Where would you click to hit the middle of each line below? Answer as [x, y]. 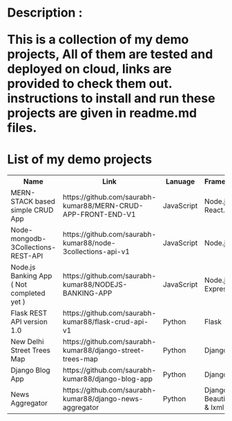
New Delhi [27, 342]
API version [29, 322]
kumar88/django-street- [104, 350]
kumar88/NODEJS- [95, 285]
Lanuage [180, 181]
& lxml [214, 408]
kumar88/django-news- [103, 399]
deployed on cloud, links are [90, 69]
